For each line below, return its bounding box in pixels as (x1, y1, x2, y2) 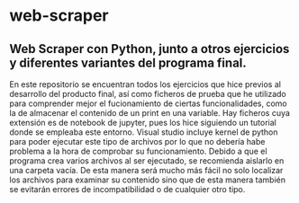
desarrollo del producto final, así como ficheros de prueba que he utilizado (9, 89, 286, 99)
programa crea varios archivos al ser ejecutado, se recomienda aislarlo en (9, 155, 285, 166)
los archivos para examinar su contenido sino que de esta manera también (9, 174, 286, 185)
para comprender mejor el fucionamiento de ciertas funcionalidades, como (9, 98, 287, 109)
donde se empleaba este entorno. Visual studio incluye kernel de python (9, 127, 278, 137)
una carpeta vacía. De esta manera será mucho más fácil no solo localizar (9, 165, 284, 175)
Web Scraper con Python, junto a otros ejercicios (9, 41, 290, 57)
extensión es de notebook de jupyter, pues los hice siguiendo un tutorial (9, 118, 276, 128)
